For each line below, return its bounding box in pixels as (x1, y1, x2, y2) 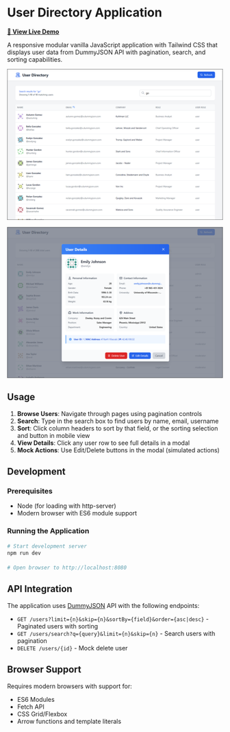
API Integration (7, 583, 73, 595)
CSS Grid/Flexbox (16, 709, 68, 718)
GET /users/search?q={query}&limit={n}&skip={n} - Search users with (16, 629, 216, 637)
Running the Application (7, 526, 90, 536)
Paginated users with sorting (16, 622, 98, 630)
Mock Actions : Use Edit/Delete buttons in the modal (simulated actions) (16, 446, 220, 454)
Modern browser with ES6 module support (16, 509, 138, 517)
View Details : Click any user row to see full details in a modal (16, 439, 190, 447)
